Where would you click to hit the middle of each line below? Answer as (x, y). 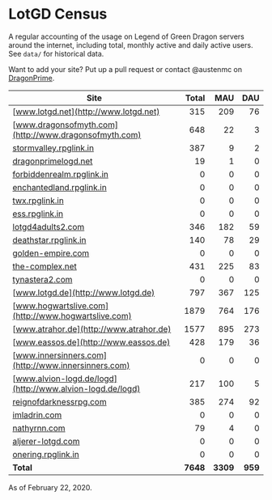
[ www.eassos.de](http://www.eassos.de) (91, 342)
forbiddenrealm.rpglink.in (61, 174)
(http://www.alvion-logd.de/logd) (76, 388)
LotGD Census (58, 14)
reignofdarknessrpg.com (59, 401)
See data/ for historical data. (56, 53)
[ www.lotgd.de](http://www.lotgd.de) (84, 292)
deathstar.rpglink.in (49, 239)
